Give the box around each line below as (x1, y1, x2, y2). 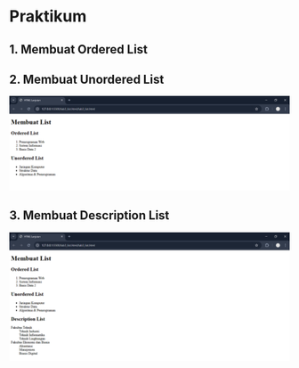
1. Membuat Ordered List (9, 42, 149, 57)
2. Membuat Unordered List (9, 71, 165, 86)
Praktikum (9, 6, 87, 27)
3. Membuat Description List (9, 208, 170, 224)
